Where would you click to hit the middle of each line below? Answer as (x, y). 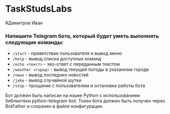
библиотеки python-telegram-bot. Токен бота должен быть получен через (85, 101)
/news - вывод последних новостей (50, 75)
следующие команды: (35, 42)
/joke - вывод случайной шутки (47, 80)
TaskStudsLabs (39, 9)
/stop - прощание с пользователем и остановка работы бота (79, 86)
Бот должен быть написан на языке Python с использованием (73, 96)
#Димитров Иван (24, 23)
